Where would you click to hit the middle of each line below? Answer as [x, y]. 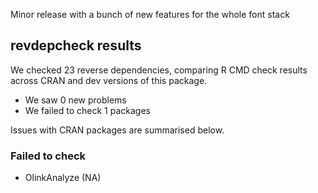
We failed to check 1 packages [87, 110]
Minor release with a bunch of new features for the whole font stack [150, 14]
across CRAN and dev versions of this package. [109, 80]
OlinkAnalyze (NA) [63, 178]
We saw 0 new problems [75, 100]
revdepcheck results [76, 45]
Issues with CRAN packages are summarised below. [117, 130]
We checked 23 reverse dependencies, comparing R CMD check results [159, 70]
